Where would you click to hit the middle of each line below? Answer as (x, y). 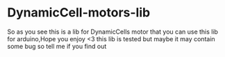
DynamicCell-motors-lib (79, 13)
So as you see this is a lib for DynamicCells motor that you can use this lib (113, 32)
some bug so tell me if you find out (57, 46)
